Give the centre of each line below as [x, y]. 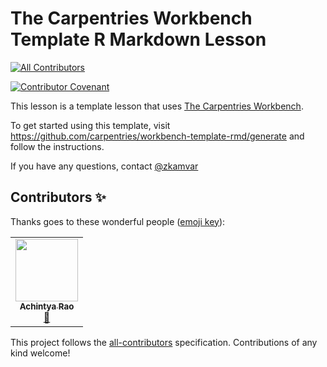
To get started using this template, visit [90, 125]
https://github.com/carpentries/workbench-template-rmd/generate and [157, 136]
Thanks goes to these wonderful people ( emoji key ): [118, 221]
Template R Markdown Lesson [138, 39]
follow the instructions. [57, 146]
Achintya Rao [47, 306]
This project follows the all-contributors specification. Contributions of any [164, 342]
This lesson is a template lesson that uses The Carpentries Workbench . [157, 106]
